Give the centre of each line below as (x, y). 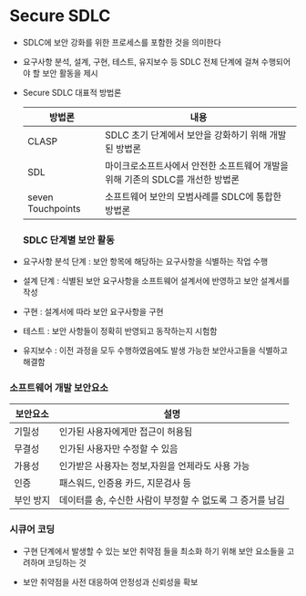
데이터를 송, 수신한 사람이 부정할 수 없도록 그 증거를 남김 (172, 500)
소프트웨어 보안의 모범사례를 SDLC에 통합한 (193, 196)
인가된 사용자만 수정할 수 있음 (118, 448)
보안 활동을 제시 (70, 73)
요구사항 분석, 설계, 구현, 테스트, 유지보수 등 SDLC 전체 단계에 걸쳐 (141, 61)
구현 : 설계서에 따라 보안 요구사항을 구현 (93, 312)
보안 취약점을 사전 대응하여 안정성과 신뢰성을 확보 (110, 581)
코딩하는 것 (66, 562)
